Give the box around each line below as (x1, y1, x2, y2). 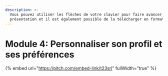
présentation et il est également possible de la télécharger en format (9, 16, 164, 21)
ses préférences (5, 48, 74, 60)
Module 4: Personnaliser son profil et (5, 38, 162, 49)
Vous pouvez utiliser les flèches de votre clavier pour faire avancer (9, 12, 162, 17)
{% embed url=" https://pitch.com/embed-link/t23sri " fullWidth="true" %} (5, 65, 156, 71)
